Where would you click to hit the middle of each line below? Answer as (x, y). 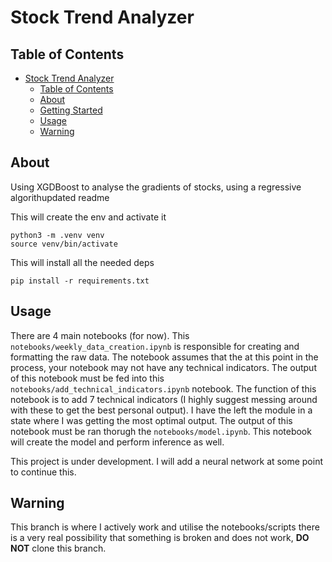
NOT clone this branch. (58, 548)
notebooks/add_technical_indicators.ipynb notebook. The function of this (163, 388)
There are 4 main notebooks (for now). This (100, 335)
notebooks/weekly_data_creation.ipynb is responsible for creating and (155, 346)
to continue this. (43, 472)
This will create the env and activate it (88, 217)
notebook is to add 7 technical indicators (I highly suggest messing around (164, 399)
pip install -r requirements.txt (80, 281)
